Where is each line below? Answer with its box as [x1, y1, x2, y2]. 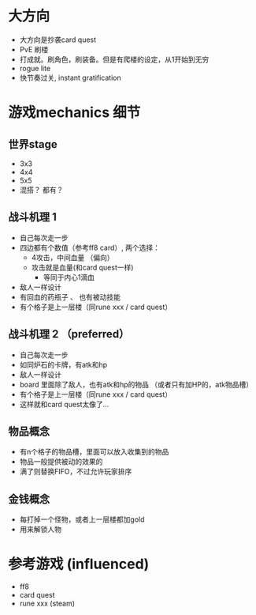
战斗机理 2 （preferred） [8, 327, 130, 341]
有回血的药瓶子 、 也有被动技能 [19, 292, 121, 301]
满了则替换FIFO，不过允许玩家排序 [19, 467, 132, 477]
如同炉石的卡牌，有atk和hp [19, 360, 108, 369]
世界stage [8, 138, 58, 151]
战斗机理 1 [8, 210, 58, 224]
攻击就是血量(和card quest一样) [31, 262, 134, 272]
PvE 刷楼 [19, 44, 49, 54]
